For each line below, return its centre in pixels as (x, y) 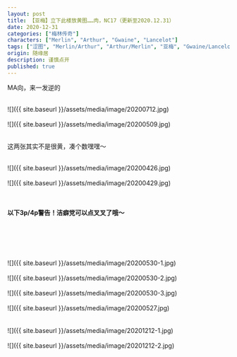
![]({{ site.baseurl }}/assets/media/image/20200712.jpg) (88, 109)
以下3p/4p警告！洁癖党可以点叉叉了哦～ (66, 212)
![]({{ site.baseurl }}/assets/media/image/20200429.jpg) (89, 183)
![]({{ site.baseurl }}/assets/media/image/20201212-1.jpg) (91, 330)
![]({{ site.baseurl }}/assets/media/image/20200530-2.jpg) (92, 278)
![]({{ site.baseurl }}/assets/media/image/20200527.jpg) (89, 308)
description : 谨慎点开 (38, 60)
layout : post (26, 14)
